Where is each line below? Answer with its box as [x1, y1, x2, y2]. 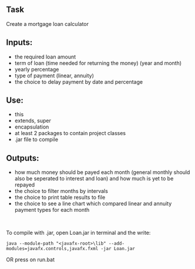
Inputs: [6, 38, 33, 48]
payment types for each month [14, 206, 90, 214]
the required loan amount [14, 53, 76, 60]
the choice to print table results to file [14, 194, 106, 201]
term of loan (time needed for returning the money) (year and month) [14, 59, 182, 67]
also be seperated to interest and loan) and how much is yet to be [14, 175, 174, 182]
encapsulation [14, 123, 49, 130]
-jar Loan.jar [100, 246, 135, 252]
